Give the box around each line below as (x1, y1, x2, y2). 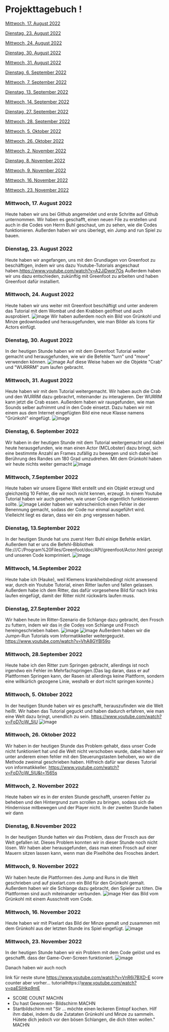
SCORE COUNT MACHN (12, 995, 63, 1001)
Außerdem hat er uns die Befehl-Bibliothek (5, 542, 94, 548)
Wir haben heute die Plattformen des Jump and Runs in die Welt (5, 874, 138, 880)
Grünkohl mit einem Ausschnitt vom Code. (5, 896, 93, 902)
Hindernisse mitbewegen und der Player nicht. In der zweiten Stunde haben (5, 805, 162, 811)
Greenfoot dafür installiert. (5, 278, 61, 284)
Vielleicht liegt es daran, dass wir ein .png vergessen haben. (5, 512, 130, 518)
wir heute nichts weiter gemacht (5, 461, 72, 467)
